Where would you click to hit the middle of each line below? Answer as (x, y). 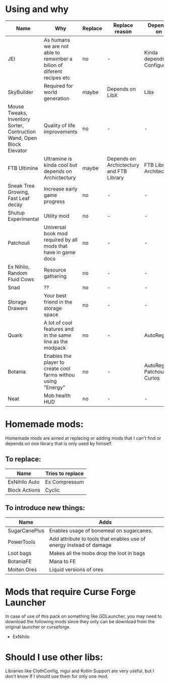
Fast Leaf (19, 198)
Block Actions (24, 490)
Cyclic (53, 490)
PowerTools (22, 542)
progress (54, 201)
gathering (55, 276)
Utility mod (56, 216)
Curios (152, 378)
